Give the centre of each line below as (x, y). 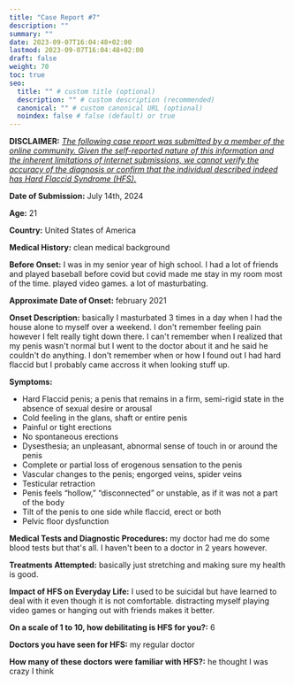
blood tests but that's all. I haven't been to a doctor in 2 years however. (138, 548)
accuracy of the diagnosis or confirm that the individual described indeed (143, 170)
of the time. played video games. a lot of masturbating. (109, 283)
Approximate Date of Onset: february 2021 (88, 301)
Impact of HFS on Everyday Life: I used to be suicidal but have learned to (143, 592)
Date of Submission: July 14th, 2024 (76, 196)
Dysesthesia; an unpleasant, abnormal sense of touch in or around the (150, 446)
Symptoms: (31, 382)
